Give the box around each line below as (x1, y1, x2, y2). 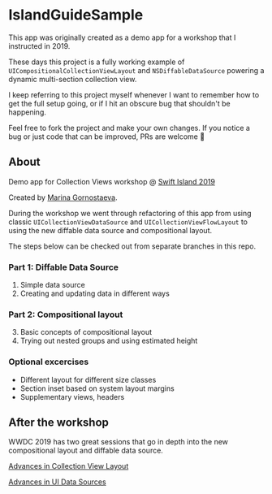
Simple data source (19, 280, 85, 290)
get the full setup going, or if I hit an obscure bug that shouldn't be (8, 98, 231, 108)
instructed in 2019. (8, 41, 71, 50)
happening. (8, 107, 46, 117)
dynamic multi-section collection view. (8, 74, 137, 84)
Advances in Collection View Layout (8, 461, 129, 471)
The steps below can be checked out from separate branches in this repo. (8, 241, 257, 251)
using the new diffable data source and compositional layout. (8, 225, 213, 235)
